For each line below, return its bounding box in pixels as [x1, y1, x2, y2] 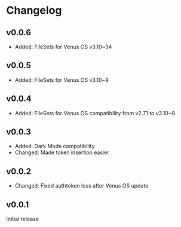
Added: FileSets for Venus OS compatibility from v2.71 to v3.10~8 [14, 109, 175, 116]
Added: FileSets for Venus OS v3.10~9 [14, 76, 109, 84]
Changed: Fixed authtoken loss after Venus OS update [14, 182, 149, 189]
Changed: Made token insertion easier [14, 149, 109, 156]
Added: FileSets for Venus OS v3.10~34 [14, 43, 112, 50]
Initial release [6, 216, 39, 223]
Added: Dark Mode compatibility [14, 143, 95, 150]
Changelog [6, 4, 62, 17]
